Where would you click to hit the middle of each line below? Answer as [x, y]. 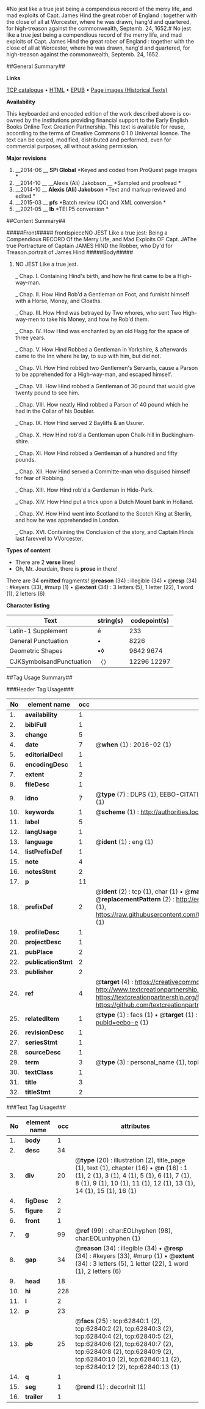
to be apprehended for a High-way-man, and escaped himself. [94, 374]
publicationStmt [49, 962]
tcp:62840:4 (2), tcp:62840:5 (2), [124, 1336]
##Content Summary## [36, 221]
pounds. [26, 460]
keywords [40, 812]
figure [34, 1211]
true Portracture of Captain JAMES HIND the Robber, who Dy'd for [89, 246]
